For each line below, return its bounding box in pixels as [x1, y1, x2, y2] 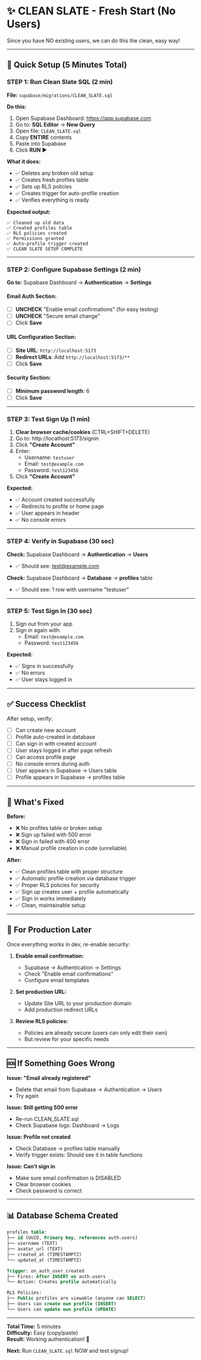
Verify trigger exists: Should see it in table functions [15, 1151, 143, 1158]
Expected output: [7, 208, 51, 216]
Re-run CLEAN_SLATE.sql [15, 1115, 79, 1122]
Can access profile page [15, 753, 76, 761]
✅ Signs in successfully [15, 662, 74, 669]
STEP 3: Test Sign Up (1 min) [7, 415, 90, 423]
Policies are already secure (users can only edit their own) [24, 1029, 168, 1036]
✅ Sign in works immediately [15, 895, 86, 902]
